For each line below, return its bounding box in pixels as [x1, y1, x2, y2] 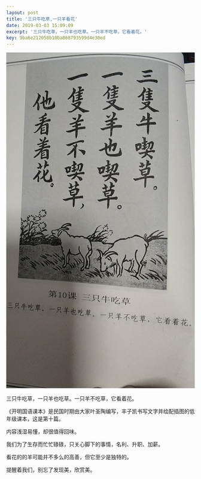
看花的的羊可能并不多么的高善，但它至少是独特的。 [6, 453, 132, 461]
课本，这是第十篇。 [16, 415, 64, 423]
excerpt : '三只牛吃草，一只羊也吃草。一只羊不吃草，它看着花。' [6, 29, 148, 35]
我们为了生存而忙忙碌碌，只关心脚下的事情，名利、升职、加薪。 [6, 441, 163, 448]
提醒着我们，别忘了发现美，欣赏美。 [6, 466, 96, 474]
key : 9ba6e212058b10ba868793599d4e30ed [6, 35, 106, 41]
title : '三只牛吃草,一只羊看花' [6, 16, 78, 22]
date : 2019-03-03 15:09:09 [6, 22, 74, 28]
